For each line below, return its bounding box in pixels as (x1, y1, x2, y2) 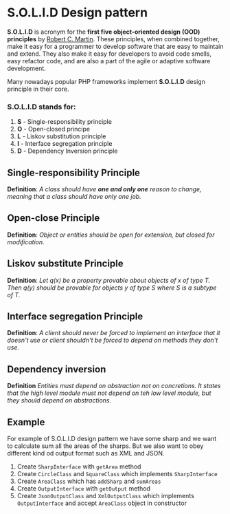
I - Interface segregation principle (16, 140, 113, 148)
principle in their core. (7, 85, 69, 93)
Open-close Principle (7, 212, 100, 224)
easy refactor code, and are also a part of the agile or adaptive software (7, 56, 211, 65)
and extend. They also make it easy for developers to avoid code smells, (7, 50, 211, 58)
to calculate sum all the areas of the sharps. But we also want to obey (7, 442, 204, 450)
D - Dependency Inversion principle (16, 147, 118, 156)
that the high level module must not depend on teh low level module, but (7, 389, 211, 397)
